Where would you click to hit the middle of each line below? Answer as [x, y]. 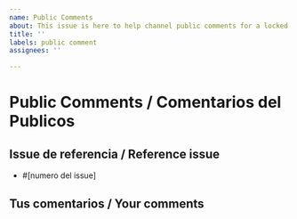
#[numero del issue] [59, 175]
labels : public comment [53, 42]
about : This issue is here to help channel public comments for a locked [149, 26]
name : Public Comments [51, 17]
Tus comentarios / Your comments [107, 203]
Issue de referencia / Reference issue [115, 154]
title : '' [28, 34]
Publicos [42, 122]
